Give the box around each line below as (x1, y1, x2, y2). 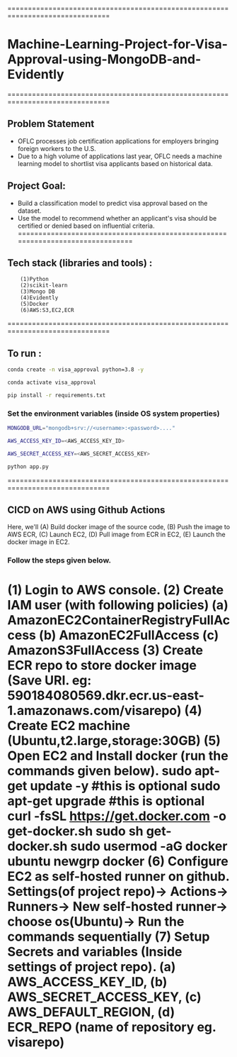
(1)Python (20, 276, 50, 283)
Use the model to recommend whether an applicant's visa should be (17, 214, 217, 222)
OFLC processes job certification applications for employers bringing (17, 136, 219, 145)
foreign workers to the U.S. (17, 144, 97, 153)
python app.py (7, 463, 50, 470)
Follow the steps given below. (7, 555, 112, 565)
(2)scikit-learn (20, 282, 69, 289)
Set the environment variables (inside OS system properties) (7, 409, 220, 419)
